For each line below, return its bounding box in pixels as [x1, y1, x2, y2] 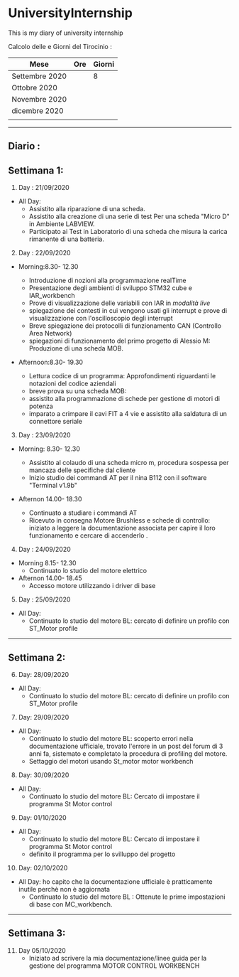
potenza [28, 402, 54, 410]
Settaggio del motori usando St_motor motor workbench [28, 757, 194, 765]
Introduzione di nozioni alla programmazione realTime [28, 276, 187, 285]
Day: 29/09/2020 [18, 712, 70, 721]
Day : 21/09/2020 [18, 183, 70, 192]
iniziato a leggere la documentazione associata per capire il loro [28, 524, 216, 533]
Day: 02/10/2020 [18, 863, 68, 872]
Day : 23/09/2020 [18, 431, 71, 439]
